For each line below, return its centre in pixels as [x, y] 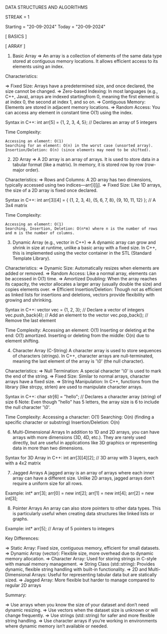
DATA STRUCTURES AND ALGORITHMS [46, 7]
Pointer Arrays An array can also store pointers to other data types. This [86, 508]
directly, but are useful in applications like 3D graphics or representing [85, 443]
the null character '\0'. [28, 407]
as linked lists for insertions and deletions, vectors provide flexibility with [80, 295]
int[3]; [11, 498]
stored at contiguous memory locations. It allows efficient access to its [85, 61]
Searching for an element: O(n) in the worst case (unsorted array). [79, 145]
